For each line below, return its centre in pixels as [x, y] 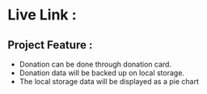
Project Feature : [50, 45]
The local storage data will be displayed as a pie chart [109, 81]
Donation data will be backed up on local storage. [102, 73]
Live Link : [42, 15]
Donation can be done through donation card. [95, 64]
